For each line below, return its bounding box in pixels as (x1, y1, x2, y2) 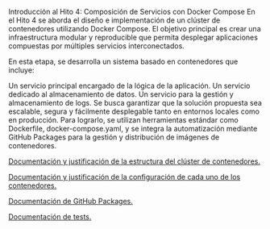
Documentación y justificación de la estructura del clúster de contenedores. (8, 156, 260, 166)
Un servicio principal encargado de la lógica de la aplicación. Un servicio (8, 81, 251, 90)
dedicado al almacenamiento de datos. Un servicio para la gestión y (8, 90, 234, 99)
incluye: (8, 65, 35, 75)
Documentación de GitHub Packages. (8, 197, 133, 206)
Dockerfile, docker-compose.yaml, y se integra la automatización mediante (8, 124, 258, 133)
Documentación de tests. (8, 212, 92, 221)
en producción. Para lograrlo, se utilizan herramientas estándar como (8, 115, 239, 124)
